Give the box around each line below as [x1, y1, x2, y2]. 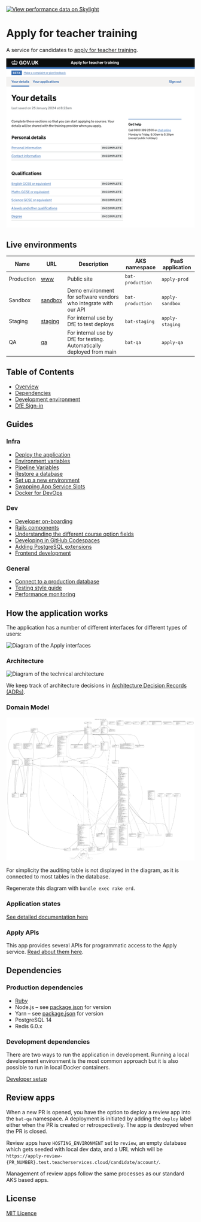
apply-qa [161, 340, 184, 346]
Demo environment [67, 287, 115, 294]
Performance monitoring [14, 591, 76, 598]
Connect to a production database [14, 578, 100, 585]
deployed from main [67, 348, 117, 355]
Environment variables [14, 457, 71, 464]
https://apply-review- [6, 1153, 63, 1159]
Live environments [6, 239, 77, 250]
